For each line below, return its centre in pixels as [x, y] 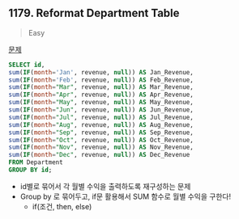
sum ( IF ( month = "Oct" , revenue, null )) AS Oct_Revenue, [101, 140]
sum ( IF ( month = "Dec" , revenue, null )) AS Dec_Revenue [99, 155]
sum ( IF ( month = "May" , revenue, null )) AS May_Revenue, [101, 103]
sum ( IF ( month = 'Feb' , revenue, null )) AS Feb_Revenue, [101, 80]
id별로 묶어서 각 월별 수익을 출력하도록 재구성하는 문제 [105, 186]
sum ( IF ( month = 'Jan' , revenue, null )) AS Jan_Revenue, [101, 72]
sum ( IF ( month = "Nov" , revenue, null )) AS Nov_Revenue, [101, 147]
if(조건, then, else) [62, 206]
